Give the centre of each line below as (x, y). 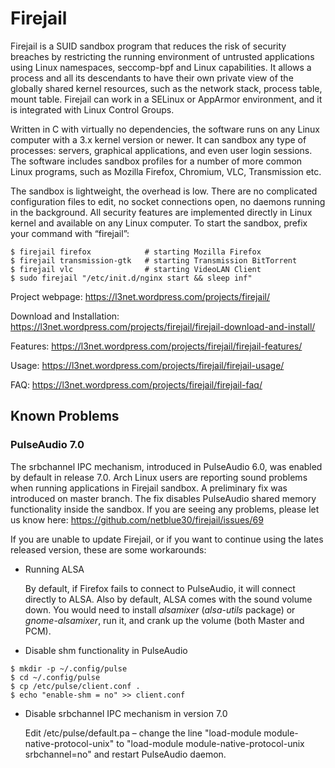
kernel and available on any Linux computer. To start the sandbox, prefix (159, 223)
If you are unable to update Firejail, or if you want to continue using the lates (167, 539)
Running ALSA (54, 569)
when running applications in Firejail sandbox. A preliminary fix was (149, 488)
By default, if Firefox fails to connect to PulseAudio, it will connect (160, 588)
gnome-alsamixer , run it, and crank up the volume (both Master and (164, 620)
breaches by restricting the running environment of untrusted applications (162, 56)
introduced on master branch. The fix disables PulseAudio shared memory (163, 498)
